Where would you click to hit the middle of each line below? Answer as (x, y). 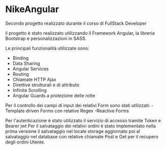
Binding (21, 58)
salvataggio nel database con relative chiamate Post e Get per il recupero (82, 136)
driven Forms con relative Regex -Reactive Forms (77, 111)
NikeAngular (32, 9)
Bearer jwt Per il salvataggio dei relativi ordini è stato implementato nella (81, 126)
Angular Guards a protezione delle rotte (54, 95)
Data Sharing (26, 63)
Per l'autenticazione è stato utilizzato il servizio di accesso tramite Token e (83, 120)
